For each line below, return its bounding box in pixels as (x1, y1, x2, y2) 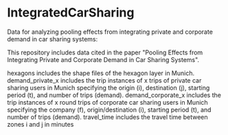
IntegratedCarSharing (7, 5, 135, 21)
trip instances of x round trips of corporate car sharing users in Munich (7, 98, 208, 106)
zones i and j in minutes (7, 120, 74, 128)
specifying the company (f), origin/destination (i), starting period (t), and (7, 105, 212, 114)
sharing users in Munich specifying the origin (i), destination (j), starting (7, 83, 210, 92)
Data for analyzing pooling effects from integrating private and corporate (7, 28, 213, 36)
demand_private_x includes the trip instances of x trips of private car (7, 76, 202, 84)
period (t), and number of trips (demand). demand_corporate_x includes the (7, 91, 222, 99)
